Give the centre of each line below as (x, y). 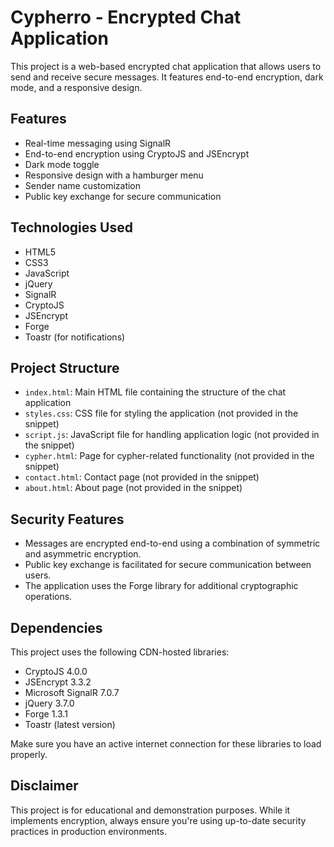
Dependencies (56, 627)
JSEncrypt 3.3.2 (58, 682)
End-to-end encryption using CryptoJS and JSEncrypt (137, 153)
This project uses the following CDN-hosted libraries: (120, 652)
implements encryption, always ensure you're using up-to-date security (158, 820)
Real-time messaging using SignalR (98, 143)
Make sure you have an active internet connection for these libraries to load (166, 744)
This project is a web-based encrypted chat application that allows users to (166, 66)
